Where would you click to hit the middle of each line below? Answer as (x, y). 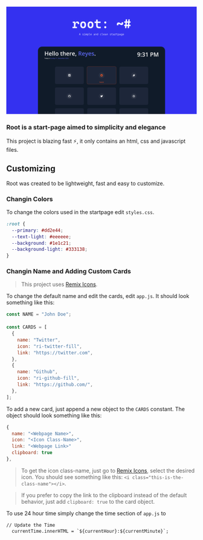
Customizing (31, 169)
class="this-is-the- (158, 477)
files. (12, 149)
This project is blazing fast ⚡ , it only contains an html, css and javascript (96, 141)
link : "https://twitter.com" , (55, 353)
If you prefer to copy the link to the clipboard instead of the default (104, 495)
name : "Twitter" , (39, 340)
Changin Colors (30, 199)
